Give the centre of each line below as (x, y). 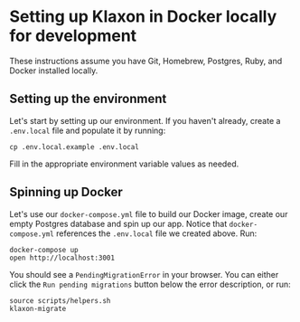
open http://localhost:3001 (62, 258)
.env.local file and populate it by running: (88, 130)
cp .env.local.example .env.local (75, 147)
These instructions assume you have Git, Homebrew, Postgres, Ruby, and (146, 61)
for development (73, 36)
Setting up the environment (88, 99)
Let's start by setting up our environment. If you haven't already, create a (145, 120)
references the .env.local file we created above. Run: (156, 233)
